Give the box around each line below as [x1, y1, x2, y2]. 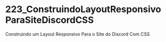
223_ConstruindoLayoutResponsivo [5, 4, 161, 15]
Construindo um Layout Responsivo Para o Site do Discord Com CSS [5, 31, 150, 37]
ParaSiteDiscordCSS [5, 14, 94, 26]
